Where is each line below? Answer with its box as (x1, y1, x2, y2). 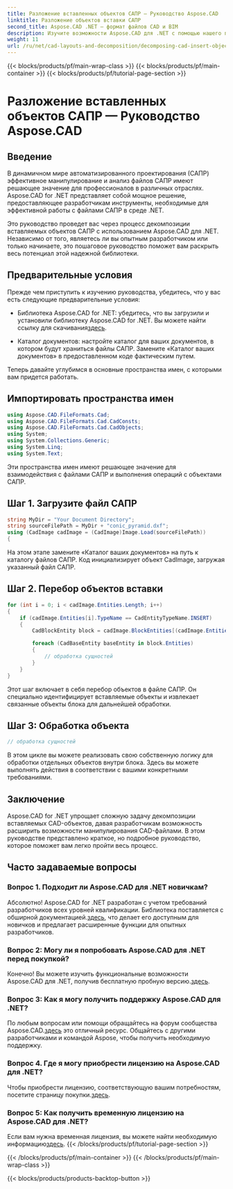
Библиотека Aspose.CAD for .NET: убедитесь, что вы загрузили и (17, 308, 209, 317)
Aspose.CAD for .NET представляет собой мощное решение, (7, 191, 187, 199)
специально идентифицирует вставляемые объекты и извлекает (7, 692, 199, 700)
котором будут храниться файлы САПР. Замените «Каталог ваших (17, 344, 215, 352)
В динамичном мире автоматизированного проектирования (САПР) (7, 169, 209, 178)
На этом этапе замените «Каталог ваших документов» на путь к (7, 548, 199, 557)
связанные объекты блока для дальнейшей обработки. (7, 700, 171, 708)
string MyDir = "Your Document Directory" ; (7, 516, 135, 523)
